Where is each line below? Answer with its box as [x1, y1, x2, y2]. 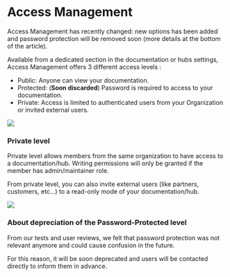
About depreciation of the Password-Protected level [7, 218, 187, 228]
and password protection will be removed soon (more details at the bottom [7, 34, 221, 42]
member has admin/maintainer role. [7, 167, 109, 175]
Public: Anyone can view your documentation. [17, 76, 149, 84]
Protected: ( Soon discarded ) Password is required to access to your [17, 83, 213, 92]
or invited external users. [17, 106, 89, 114]
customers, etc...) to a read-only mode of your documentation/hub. [7, 187, 199, 196]
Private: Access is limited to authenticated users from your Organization [17, 98, 224, 106]
